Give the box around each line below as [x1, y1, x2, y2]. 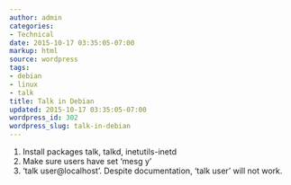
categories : [9, 22, 54, 31]
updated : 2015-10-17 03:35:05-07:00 [9, 105, 147, 114]
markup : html [9, 47, 59, 56]
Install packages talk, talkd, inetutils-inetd [22, 146, 177, 157]
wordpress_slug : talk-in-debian [9, 122, 131, 131]
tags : [9, 64, 30, 73]
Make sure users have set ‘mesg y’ [22, 156, 152, 166]
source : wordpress [9, 55, 78, 64]
